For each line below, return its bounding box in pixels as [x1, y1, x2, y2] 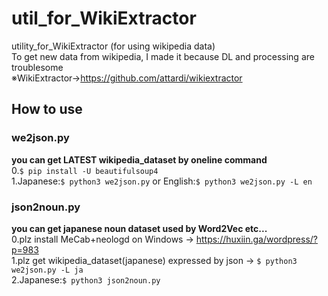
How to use [11, 101, 83, 118]
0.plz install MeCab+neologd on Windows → [11, 233, 194, 245]
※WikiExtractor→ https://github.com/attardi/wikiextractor [11, 72, 243, 84]
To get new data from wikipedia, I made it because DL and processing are [11, 50, 315, 62]
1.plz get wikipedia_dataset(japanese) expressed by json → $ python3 [11, 254, 298, 266]
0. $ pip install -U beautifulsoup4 [11, 164, 159, 176]
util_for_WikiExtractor [11, 7, 197, 30]
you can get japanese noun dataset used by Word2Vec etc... [11, 222, 268, 234]
